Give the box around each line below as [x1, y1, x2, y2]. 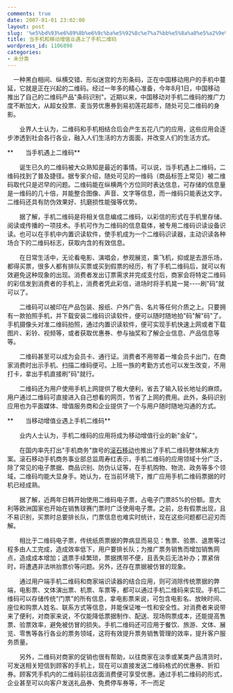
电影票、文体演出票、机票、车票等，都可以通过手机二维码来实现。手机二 [19, 585, 226, 594]
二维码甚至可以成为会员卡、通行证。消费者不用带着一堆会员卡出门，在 [19, 352, 220, 360]
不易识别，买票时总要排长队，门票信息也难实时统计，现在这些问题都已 [7, 512, 208, 521]
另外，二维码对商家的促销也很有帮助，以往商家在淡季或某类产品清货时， [19, 652, 226, 660]
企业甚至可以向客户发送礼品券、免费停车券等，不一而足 [7, 678, 165, 687]
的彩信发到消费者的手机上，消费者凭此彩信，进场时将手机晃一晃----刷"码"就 [7, 279, 225, 287]
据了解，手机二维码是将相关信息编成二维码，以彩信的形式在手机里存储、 [19, 212, 226, 221]
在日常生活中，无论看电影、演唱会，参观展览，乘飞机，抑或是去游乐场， [19, 253, 226, 261]
